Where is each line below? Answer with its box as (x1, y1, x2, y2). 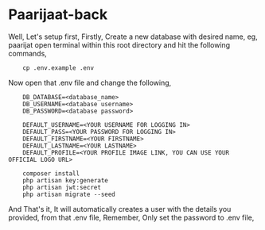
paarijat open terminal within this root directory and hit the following (8, 40, 231, 49)
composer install (22, 169, 80, 178)
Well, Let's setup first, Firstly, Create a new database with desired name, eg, (8, 32, 258, 41)
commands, (8, 48, 48, 58)
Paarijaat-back (8, 6, 108, 24)
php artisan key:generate (22, 176, 109, 184)
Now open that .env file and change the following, (8, 78, 172, 87)
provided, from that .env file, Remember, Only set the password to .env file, (8, 213, 255, 222)
